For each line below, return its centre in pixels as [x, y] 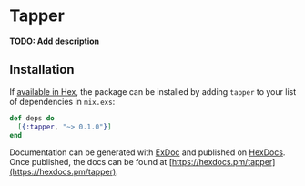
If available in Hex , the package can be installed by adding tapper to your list [153, 91]
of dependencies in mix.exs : [62, 101]
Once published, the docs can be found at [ [91, 162]
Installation [42, 70]
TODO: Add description [55, 41]
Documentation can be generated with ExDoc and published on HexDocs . [147, 152]
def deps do [32, 118]
